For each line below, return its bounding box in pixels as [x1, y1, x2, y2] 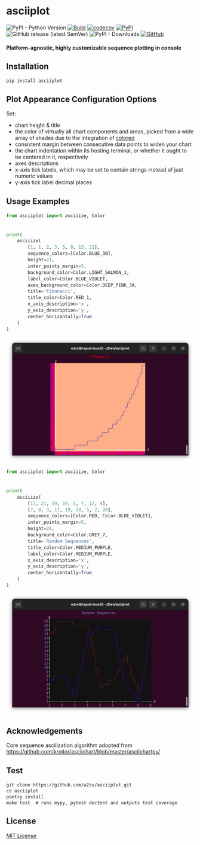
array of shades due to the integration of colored [14, 135, 135, 142]
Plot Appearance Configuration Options [6, 94, 157, 104]
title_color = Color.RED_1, [27, 295, 93, 301]
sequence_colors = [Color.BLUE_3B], [27, 251, 113, 257]
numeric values [14, 172, 53, 180]
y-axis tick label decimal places [14, 179, 93, 186]
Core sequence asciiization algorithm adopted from [6, 742, 133, 749]
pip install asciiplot [6, 78, 63, 84]
